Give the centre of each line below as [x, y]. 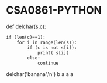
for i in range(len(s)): [47, 42]
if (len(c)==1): [26, 37]
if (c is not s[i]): [52, 48]
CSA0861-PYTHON [54, 10]
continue [48, 63]
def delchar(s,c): [26, 26]
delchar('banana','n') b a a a [40, 74]
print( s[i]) [53, 53]
